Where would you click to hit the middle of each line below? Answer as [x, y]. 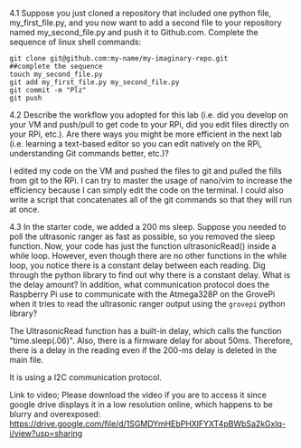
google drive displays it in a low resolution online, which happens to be [141, 405]
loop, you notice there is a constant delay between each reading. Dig [137, 265]
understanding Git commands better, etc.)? [89, 153]
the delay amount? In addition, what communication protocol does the [139, 285]
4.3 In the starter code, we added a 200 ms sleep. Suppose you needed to [148, 227]
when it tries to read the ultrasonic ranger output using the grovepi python [148, 304]
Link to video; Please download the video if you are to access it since [138, 395]
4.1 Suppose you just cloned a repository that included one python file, [141, 13]
